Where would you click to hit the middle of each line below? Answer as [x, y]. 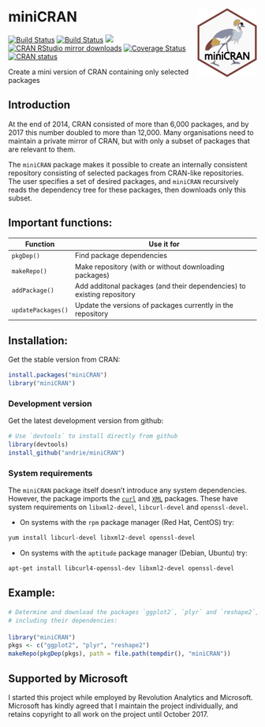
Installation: [38, 341]
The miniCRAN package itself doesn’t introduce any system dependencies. [127, 490]
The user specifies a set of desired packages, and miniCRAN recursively [123, 181]
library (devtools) [38, 445]
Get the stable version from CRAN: [64, 360]
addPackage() [33, 291]
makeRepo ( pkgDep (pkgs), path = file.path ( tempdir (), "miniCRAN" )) [119, 654]
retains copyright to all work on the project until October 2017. [108, 714]
